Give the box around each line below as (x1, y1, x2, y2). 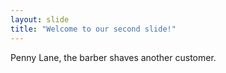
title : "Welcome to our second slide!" (10, 24, 177, 34)
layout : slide (10, 14, 70, 25)
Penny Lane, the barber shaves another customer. (10, 51, 217, 63)
